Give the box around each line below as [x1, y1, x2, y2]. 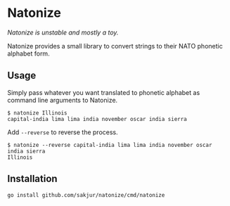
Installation [7, 173, 58, 185]
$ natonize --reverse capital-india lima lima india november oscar [7, 141, 212, 148]
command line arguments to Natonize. [7, 96, 118, 104]
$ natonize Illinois [7, 109, 68, 117]
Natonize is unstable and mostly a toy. [7, 28, 119, 37]
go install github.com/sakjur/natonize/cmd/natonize [7, 191, 165, 198]
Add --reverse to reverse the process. [7, 128, 118, 136]
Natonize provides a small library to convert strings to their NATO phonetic [7, 41, 223, 50]
